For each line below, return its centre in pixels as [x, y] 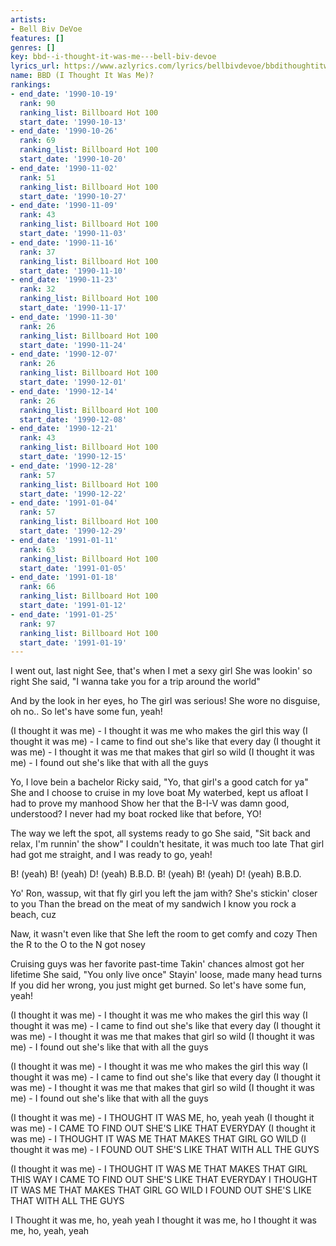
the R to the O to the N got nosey [78, 945]
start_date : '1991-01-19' [73, 642]
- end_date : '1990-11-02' [64, 168]
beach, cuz [33, 915]
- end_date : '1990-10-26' [64, 131]
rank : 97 [37, 624]
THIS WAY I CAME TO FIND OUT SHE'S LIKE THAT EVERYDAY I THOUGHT [164, 1180]
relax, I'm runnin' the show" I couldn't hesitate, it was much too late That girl [167, 844]
